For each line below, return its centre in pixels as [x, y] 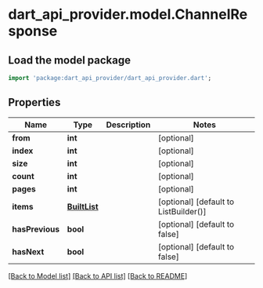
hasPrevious [36, 229]
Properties [34, 102]
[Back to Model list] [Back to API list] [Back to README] [98, 275]
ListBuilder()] [182, 211]
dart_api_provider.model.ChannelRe [128, 15]
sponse [33, 31]
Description [128, 125]
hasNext [28, 251]
